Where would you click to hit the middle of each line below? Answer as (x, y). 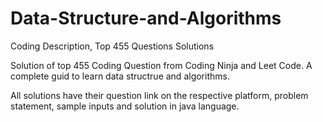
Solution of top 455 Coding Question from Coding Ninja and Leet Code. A (161, 65)
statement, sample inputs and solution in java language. (125, 106)
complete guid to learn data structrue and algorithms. (120, 76)
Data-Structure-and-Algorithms (146, 18)
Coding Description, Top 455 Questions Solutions (112, 46)
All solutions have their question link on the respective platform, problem (159, 95)
